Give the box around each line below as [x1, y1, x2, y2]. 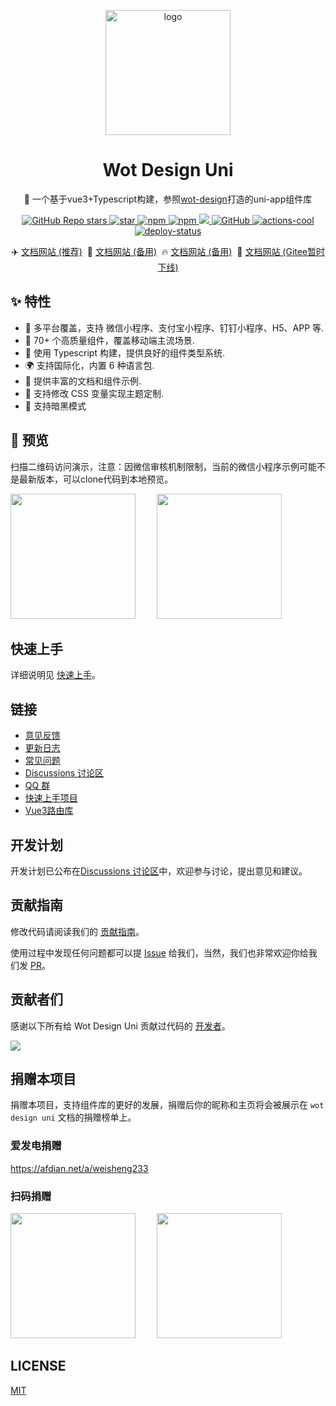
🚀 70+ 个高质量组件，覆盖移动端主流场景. [24, 334, 195, 346]
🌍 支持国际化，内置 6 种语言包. [24, 359, 155, 371]
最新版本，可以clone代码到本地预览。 [18, 473, 174, 485]
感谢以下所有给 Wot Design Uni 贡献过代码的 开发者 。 [10, 1020, 231, 1032]
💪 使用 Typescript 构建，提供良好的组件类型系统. [24, 346, 225, 359]
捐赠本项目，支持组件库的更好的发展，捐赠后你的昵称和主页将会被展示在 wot [10, 1099, 325, 1111]
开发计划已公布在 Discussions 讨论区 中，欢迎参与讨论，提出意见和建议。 [10, 865, 308, 877]
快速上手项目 [24, 792, 78, 804]
